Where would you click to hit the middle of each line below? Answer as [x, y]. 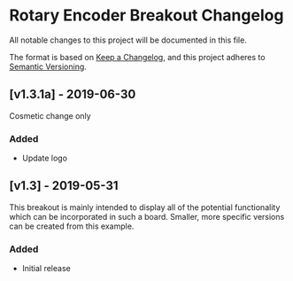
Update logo [45, 158]
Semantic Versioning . [48, 66]
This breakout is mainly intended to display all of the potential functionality [145, 207]
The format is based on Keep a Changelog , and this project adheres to [137, 57]
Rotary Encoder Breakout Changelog [146, 16]
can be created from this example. [72, 226]
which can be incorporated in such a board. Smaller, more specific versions [147, 216]
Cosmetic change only [50, 115]
